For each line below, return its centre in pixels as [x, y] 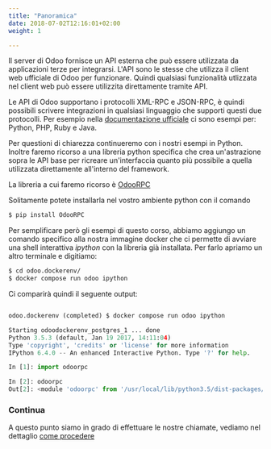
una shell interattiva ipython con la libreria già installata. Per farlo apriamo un [135, 247]
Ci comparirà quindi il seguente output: [73, 294]
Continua [27, 410]
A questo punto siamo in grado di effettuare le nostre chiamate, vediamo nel [134, 427]
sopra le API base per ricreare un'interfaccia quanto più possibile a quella [130, 160]
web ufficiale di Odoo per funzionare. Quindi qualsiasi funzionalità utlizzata [133, 78]
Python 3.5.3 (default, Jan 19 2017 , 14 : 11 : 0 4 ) [90, 338]
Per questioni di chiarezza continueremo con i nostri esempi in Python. [126, 143]
